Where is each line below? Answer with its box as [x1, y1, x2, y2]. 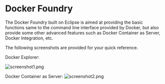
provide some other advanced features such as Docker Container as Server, [5, 30, 161, 36]
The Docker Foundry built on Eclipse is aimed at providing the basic [5, 19, 143, 25]
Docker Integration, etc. [5, 35, 54, 41]
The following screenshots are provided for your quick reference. [5, 44, 138, 50]
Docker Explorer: [5, 54, 40, 60]
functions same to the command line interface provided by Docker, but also [5, 24, 159, 30]
